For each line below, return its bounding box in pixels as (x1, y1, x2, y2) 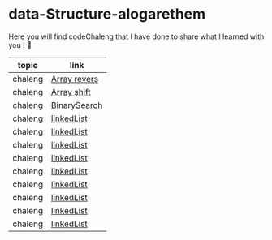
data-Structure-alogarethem (8, 5, 206, 24)
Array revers (51, 73, 99, 84)
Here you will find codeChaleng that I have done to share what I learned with (8, 32, 265, 41)
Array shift (51, 86, 91, 97)
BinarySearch (51, 99, 103, 110)
